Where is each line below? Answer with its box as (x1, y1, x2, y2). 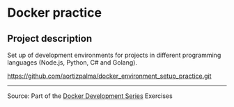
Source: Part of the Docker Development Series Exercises (7, 92, 173, 100)
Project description (7, 33, 93, 44)
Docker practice (7, 5, 102, 21)
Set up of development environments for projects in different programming (7, 51, 221, 59)
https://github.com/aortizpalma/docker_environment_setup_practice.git (7, 72, 212, 80)
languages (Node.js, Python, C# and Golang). (7, 58, 138, 67)
